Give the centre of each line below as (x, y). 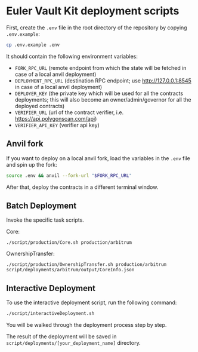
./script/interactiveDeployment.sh (50, 314)
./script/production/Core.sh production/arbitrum (69, 243)
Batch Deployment (41, 205)
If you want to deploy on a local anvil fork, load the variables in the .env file (98, 158)
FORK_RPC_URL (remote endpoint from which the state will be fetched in (100, 68)
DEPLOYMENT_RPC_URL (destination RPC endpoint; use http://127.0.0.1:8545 (103, 80)
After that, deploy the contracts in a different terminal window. (82, 187)
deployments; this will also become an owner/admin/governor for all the (103, 99)
